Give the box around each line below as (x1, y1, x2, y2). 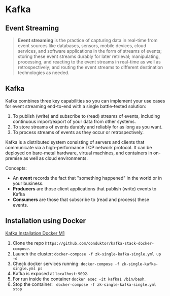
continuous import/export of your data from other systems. (12, 118, 136, 124)
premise (5, 155, 22, 161)
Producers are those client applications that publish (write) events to (12, 185, 157, 191)
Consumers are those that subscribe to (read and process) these (12, 196, 150, 203)
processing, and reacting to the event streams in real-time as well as (17, 59, 161, 64)
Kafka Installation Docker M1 (5, 230, 65, 236)
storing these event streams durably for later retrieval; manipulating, (17, 53, 160, 59)
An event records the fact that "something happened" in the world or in (12, 175, 162, 181)
